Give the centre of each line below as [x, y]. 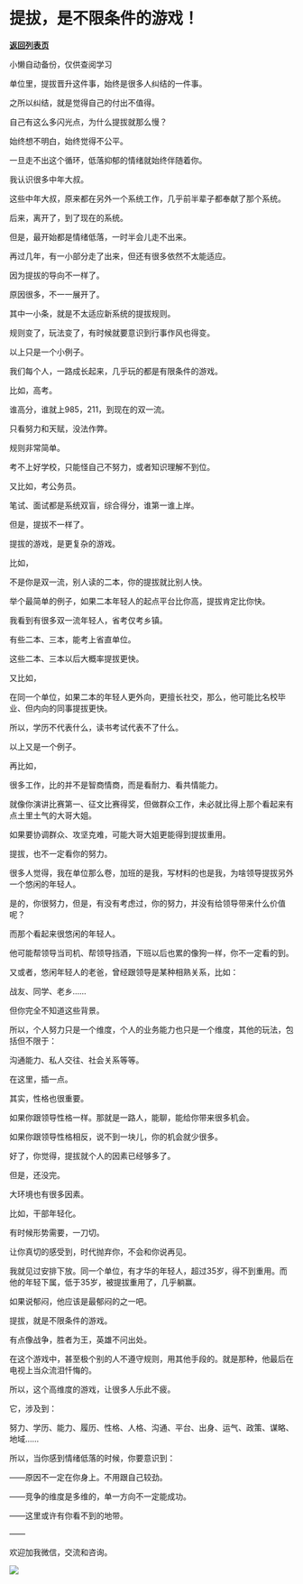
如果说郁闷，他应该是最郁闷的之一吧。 [80, 1301]
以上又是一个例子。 [45, 746]
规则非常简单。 [37, 447]
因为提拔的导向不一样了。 [57, 275]
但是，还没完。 [37, 1174]
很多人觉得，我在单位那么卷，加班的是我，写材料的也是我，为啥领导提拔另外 [151, 872]
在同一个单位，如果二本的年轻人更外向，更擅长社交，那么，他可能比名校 [143, 696]
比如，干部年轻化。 [45, 1213]
